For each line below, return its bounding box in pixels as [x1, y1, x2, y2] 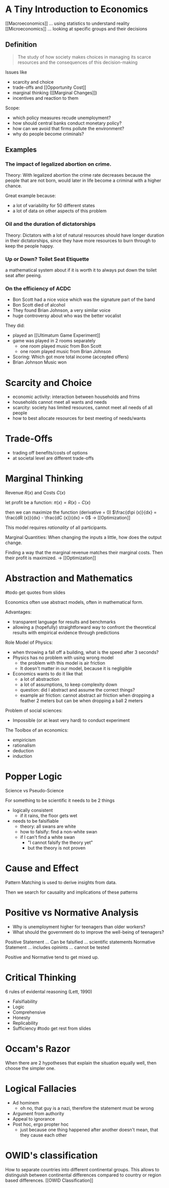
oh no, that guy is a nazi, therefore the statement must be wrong [20, 1105, 154, 1111]
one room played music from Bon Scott [20, 343, 102, 349]
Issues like [5, 69, 27, 75]
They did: [5, 323, 25, 329]
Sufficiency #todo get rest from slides [12, 1025, 91, 1031]
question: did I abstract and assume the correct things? [20, 687, 135, 693]
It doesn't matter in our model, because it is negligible [20, 665, 132, 672]
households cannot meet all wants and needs [12, 399, 107, 405]
